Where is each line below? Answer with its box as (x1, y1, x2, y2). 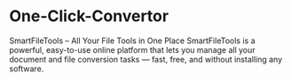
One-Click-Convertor (9, 6, 169, 26)
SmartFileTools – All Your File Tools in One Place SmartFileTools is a (9, 35, 256, 46)
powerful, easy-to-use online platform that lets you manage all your (9, 44, 256, 55)
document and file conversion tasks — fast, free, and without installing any (9, 54, 283, 64)
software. (9, 63, 44, 74)
